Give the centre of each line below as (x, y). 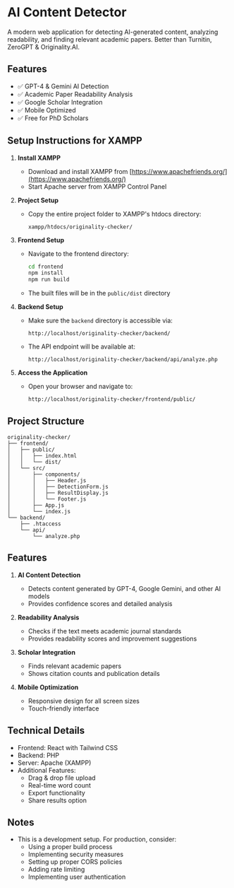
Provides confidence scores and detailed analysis (100, 603)
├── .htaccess (41, 524)
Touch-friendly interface (63, 708)
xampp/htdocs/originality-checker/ (80, 227)
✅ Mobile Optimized (47, 110)
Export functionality (57, 793)
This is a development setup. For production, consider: (97, 839)
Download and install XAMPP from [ (80, 171)
